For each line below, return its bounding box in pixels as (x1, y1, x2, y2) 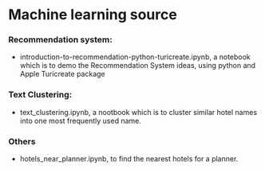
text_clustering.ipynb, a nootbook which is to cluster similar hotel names (19, 107, 258, 117)
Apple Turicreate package (19, 70, 105, 79)
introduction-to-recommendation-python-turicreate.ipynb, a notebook (19, 52, 251, 62)
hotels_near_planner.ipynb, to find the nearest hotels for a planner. (19, 154, 239, 164)
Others (8, 136, 36, 147)
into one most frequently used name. (19, 116, 142, 125)
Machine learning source (8, 6, 177, 24)
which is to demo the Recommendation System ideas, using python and (19, 61, 256, 70)
